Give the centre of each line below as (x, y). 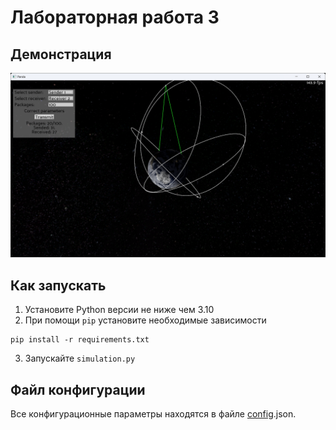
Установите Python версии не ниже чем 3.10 (119, 310)
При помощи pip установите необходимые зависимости (145, 320)
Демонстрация (61, 54)
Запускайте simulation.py (80, 358)
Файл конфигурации (78, 389)
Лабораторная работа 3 (115, 17)
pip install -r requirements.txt (80, 340)
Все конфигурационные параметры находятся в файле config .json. (153, 413)
